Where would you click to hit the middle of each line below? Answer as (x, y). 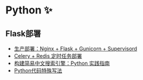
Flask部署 (23, 34)
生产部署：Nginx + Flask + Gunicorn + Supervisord (75, 48)
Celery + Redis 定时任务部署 (48, 56)
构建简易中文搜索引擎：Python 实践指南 (62, 63)
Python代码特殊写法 (38, 70)
